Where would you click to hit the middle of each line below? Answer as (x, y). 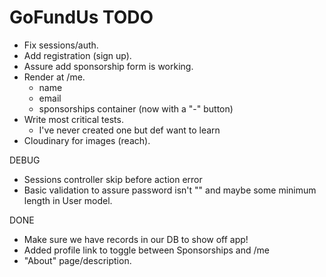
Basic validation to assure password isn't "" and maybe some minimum (170, 190)
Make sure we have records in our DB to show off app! (136, 239)
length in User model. (68, 200)
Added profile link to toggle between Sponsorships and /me (146, 250)
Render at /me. (54, 77)
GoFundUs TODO (81, 17)
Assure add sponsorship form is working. (108, 66)
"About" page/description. (77, 260)
